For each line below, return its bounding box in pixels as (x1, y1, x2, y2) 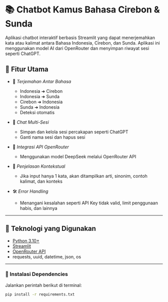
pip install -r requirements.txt (5, 291, 75, 297)
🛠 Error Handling (12, 188, 48, 194)
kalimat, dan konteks (19, 178, 62, 184)
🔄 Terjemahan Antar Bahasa (12, 78, 71, 84)
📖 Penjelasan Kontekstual (12, 163, 65, 169)
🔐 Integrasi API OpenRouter (12, 144, 69, 150)
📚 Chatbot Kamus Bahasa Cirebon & (5, 4, 160, 16)
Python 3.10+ (12, 237, 40, 243)
